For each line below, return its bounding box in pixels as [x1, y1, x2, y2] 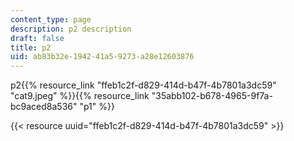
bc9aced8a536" [10, 101, 78, 113]
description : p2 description [10, 24, 132, 34]
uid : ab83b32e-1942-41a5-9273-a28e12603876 [10, 52, 195, 62]
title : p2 [10, 42, 52, 53]
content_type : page [10, 14, 92, 25]
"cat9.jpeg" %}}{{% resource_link [10, 90, 150, 102]
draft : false [10, 33, 65, 43]
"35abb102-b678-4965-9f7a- [151, 90, 273, 102]
